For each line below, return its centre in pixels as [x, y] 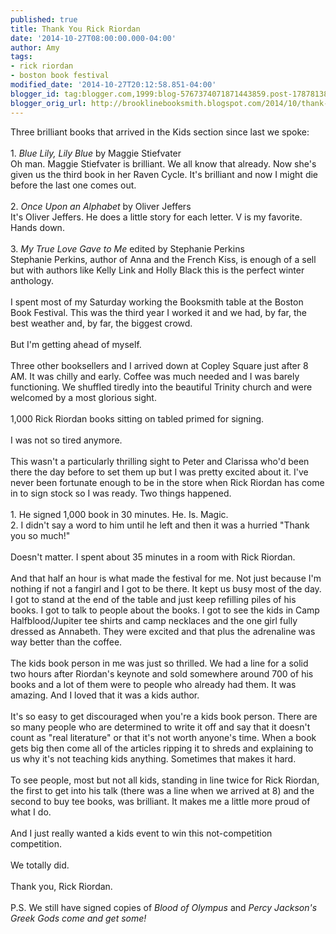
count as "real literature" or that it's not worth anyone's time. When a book [163, 737]
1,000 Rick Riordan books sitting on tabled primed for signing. [137, 418]
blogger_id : [35, 94]
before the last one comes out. [73, 185]
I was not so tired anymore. [66, 440]
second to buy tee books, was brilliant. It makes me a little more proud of [160, 801]
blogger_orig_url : [48, 103]
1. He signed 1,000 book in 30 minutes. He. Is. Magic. [119, 514]
